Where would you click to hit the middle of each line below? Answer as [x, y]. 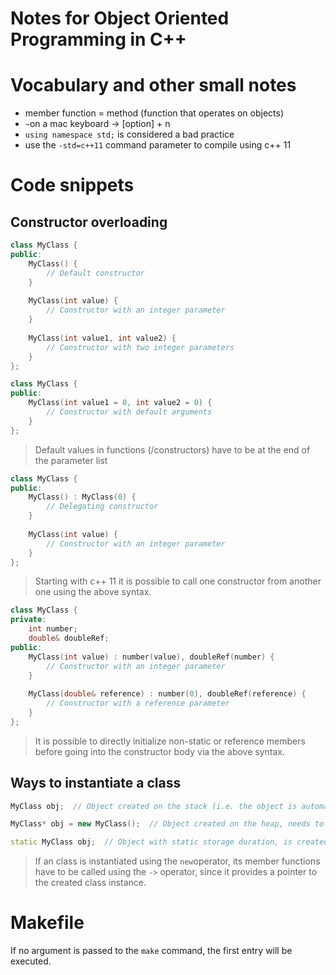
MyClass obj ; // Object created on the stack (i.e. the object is [154, 806]
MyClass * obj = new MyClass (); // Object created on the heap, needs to [167, 824]
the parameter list [71, 460]
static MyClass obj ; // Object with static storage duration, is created [169, 842]
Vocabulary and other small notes [153, 85]
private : [28, 620]
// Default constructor [95, 273]
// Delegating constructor [102, 507]
